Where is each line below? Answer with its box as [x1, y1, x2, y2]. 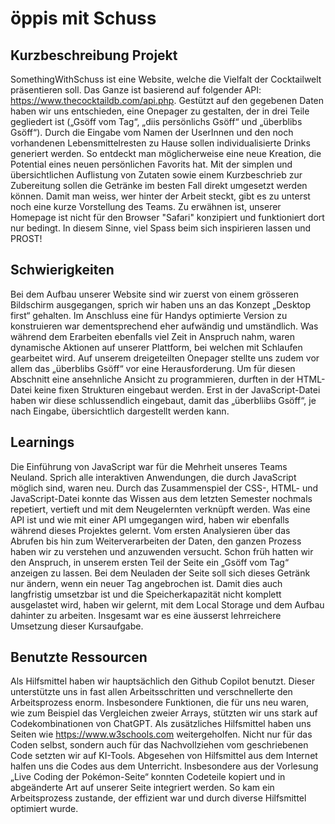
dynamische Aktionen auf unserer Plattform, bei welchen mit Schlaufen [10, 341, 303, 353]
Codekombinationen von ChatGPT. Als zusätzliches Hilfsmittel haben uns [10, 718, 312, 730]
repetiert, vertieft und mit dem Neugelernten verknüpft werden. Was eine [10, 503, 311, 515]
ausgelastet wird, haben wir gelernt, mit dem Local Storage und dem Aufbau [10, 598, 325, 611]
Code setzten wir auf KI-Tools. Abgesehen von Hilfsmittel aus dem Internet [10, 750, 318, 762]
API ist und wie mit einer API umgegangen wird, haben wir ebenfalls [10, 513, 290, 526]
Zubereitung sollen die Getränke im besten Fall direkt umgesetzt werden [10, 180, 308, 191]
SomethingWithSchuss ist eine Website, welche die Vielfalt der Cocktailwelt [10, 73, 322, 85]
